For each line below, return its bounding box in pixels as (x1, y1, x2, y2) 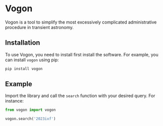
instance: (5, 98, 24, 104)
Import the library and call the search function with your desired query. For (5, 93, 156, 99)
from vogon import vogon (5, 107, 56, 113)
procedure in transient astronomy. (5, 24, 74, 30)
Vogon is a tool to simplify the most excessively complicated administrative (5, 19, 157, 25)
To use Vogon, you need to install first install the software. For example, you (5, 51, 159, 57)
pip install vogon (5, 66, 43, 71)
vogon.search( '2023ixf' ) (5, 116, 56, 122)
